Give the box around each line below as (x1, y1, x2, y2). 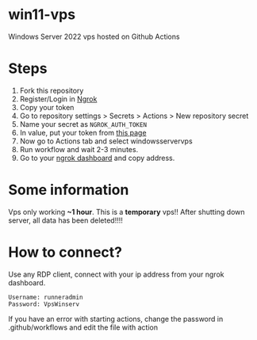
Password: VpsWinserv (8, 300, 80, 308)
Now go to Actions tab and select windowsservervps (19, 136, 193, 146)
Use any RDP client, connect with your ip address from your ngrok (8, 269, 224, 279)
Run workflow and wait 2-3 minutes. (19, 144, 139, 154)
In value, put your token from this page (19, 128, 147, 137)
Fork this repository (19, 86, 84, 95)
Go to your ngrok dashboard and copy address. (19, 153, 175, 162)
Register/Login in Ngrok (19, 94, 98, 104)
